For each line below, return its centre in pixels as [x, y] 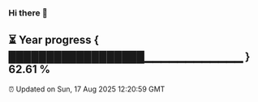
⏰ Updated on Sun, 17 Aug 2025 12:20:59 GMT [87, 89]
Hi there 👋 [28, 13]
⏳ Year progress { [54, 40]
